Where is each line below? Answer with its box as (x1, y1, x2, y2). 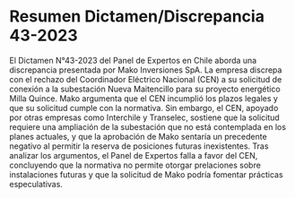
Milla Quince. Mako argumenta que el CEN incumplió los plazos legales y (9, 92, 278, 104)
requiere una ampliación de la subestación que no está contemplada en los (9, 121, 287, 132)
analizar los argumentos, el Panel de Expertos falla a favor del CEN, (9, 150, 258, 160)
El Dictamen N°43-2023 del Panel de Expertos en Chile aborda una (9, 55, 257, 65)
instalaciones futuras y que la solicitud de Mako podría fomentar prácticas (9, 168, 284, 180)
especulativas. (9, 178, 63, 189)
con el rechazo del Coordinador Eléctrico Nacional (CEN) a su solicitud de (9, 73, 282, 84)
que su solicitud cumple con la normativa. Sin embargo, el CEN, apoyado (9, 102, 279, 113)
